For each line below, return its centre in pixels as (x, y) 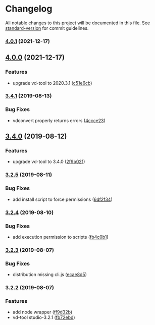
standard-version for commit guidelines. (47, 28)
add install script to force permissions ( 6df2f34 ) (62, 199)
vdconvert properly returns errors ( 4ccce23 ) (59, 120)
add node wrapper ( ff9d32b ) (42, 312)
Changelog (29, 9)
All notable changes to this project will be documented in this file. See (78, 23)
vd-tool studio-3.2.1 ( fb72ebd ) (44, 317)
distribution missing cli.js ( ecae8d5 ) (50, 275)
